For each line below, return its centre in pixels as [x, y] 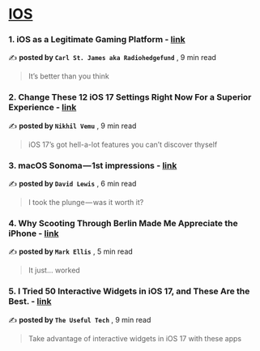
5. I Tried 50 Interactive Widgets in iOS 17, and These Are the [129, 291]
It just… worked [54, 270]
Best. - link [30, 302]
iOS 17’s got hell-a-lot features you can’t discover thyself [123, 144]
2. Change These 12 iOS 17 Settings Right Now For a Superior [130, 97]
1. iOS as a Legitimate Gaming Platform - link [97, 40]
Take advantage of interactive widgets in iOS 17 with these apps [135, 338]
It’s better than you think [68, 76]
